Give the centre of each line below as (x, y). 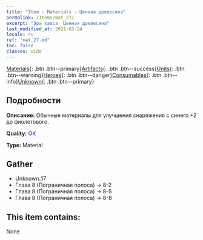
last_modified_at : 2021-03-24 (45, 29)
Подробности (34, 101)
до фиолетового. (28, 121)
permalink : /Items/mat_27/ (40, 18)
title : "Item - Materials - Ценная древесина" (66, 12)
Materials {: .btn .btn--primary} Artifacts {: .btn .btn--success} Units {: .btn (95, 68)
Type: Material (25, 145)
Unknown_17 (31, 179)
